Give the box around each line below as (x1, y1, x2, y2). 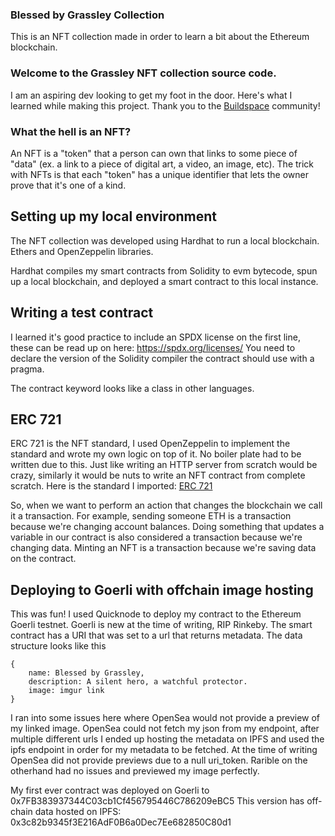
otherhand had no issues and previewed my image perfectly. (10, 765, 260, 777)
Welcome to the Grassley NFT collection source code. (10, 66, 277, 80)
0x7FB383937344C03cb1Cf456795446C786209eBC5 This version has (10, 795, 305, 807)
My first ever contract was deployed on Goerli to (10, 784, 210, 797)
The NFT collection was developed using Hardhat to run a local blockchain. (10, 234, 320, 247)
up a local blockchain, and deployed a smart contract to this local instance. (10, 275, 319, 287)
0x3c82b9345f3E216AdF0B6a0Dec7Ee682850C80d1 (10, 816, 232, 828)
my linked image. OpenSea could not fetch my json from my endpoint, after (10, 723, 320, 735)
